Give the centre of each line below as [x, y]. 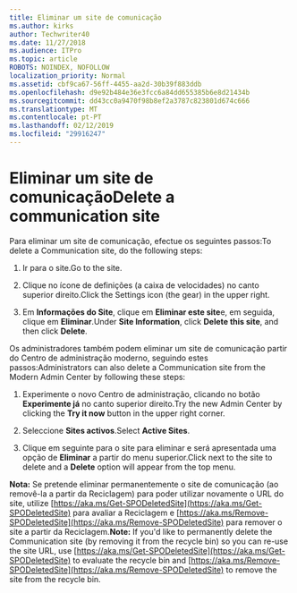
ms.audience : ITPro [46, 51]
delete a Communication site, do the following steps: [106, 250]
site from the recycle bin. [55, 579]
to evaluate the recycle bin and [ [132, 560]
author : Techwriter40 [50, 34]
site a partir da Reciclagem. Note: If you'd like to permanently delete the [141, 531]
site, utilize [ [32, 503]
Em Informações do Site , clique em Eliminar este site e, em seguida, [148, 312]
